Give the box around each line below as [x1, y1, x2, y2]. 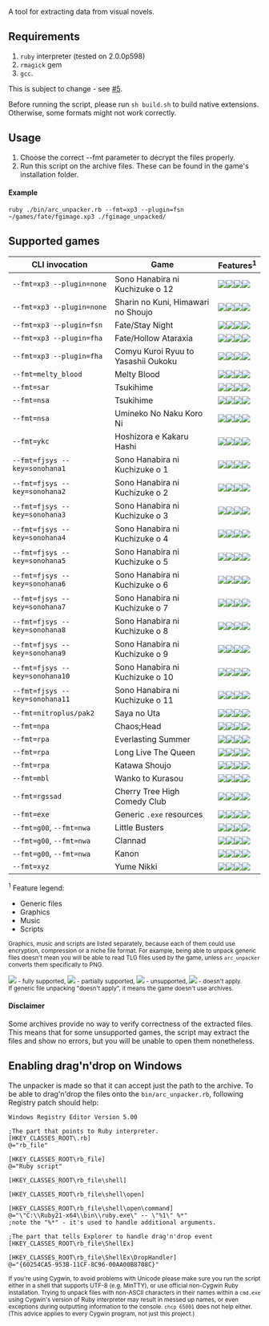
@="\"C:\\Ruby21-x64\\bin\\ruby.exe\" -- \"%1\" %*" [8, 1211, 188, 1219]
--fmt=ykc [12, 436, 50, 446]
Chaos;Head [114, 720, 162, 732]
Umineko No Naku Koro [114, 408, 203, 419]
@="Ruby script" [8, 1162, 62, 1170]
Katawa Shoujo [114, 760, 172, 771]
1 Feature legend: [8, 882, 65, 893]
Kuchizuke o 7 [114, 602, 169, 613]
